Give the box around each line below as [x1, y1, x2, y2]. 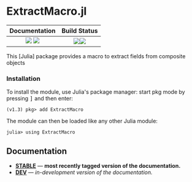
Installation [6, 74, 41, 83]
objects [6, 59, 26, 66]
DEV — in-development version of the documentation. [15, 169, 153, 176]
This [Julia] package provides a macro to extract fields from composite [6, 52, 186, 59]
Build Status [61, 26, 98, 35]
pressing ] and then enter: [6, 95, 74, 102]
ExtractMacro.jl [6, 4, 87, 18]
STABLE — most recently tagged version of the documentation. [15, 162, 181, 170]
